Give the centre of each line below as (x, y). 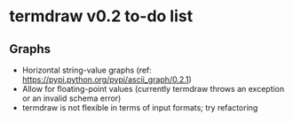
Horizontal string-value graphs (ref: (87, 70)
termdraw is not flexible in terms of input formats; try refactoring (140, 107)
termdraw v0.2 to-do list (101, 16)
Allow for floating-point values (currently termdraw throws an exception (153, 89)
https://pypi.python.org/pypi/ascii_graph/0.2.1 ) (107, 80)
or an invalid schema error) (71, 98)
